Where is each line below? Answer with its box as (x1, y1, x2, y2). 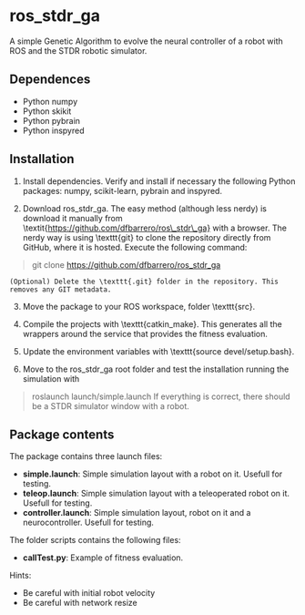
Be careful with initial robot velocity (22, 588, 156, 599)
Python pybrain (22, 115, 80, 126)
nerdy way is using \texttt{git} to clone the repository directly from (22, 231, 271, 242)
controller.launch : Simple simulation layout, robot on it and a (22, 507, 251, 518)
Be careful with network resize (22, 598, 138, 609)
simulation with (22, 373, 80, 384)
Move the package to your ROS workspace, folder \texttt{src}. (22, 301, 256, 312)
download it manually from (22, 212, 123, 223)
